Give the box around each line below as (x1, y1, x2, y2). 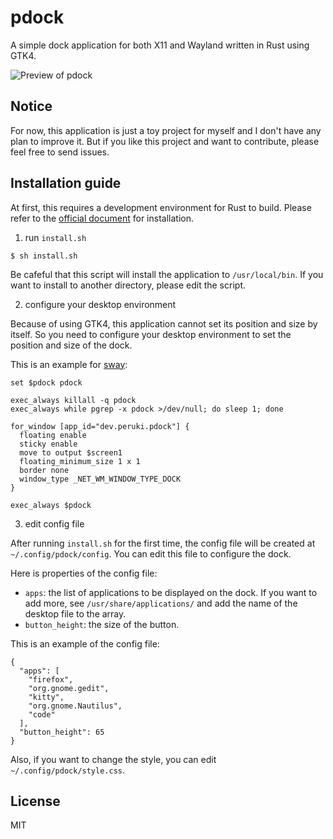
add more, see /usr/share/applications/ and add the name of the (24, 597, 298, 609)
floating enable (19, 430, 87, 440)
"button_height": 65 (19, 727, 105, 737)
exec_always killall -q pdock (10, 395, 137, 405)
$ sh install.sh (10, 251, 78, 261)
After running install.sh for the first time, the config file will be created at (10, 537, 316, 549)
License (10, 792, 61, 810)
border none (19, 465, 70, 475)
